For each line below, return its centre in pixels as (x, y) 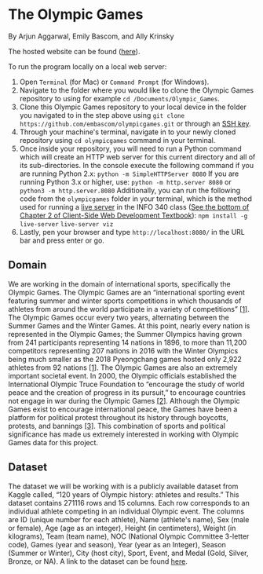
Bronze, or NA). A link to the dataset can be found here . (98, 561)
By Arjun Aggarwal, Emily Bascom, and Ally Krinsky (91, 36)
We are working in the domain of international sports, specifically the (120, 283)
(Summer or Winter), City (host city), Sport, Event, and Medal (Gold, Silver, (128, 553)
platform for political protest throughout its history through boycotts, (119, 417)
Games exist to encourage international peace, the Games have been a (123, 409)
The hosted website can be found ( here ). (74, 51)
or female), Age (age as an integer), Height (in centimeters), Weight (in (122, 528)
